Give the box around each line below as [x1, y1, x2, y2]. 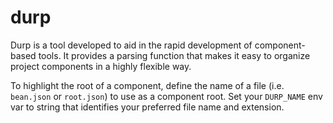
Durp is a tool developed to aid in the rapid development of [10, 39, 253, 51]
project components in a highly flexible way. [10, 60, 192, 72]
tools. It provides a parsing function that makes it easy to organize [38, 49, 311, 61]
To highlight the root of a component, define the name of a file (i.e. [10, 79, 285, 91]
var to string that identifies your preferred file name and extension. [10, 101, 285, 113]
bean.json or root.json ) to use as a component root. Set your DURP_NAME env [10, 90, 323, 102]
